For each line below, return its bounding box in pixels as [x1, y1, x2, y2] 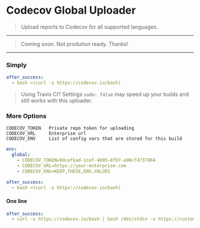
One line [6, 198, 27, 204]
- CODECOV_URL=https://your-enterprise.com [17, 163, 127, 168]
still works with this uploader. [20, 96, 92, 104]
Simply [6, 61, 27, 69]
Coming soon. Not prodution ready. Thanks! [20, 40, 129, 48]
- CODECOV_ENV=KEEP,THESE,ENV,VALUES [17, 168, 111, 174]
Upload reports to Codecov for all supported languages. [20, 23, 158, 30]
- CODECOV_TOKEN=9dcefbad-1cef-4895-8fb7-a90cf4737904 [17, 157, 156, 164]
